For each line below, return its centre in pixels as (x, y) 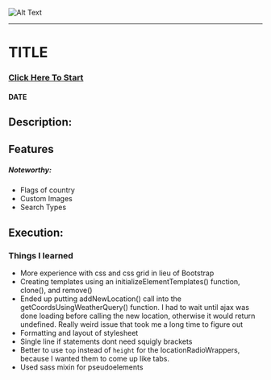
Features (31, 149)
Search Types (43, 207)
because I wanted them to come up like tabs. (94, 359)
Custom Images (46, 199)
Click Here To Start (46, 78)
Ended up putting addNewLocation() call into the (100, 299)
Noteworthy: (30, 170)
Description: (40, 122)
